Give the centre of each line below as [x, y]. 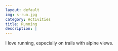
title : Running [21, 24]
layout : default [22, 10]
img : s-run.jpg [21, 15]
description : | [21, 29]
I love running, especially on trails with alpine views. [60, 43]
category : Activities [28, 19]
